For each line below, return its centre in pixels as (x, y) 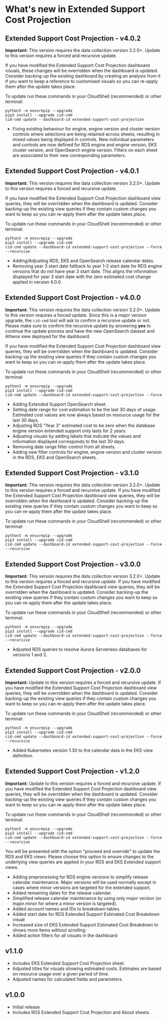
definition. (23, 756)
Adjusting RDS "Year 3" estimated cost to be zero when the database (84, 425)
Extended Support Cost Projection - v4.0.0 (73, 298)
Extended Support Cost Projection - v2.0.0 (73, 671)
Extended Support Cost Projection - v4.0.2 (73, 38)
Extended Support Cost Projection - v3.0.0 (73, 564)
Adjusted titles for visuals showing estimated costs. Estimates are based (87, 968)
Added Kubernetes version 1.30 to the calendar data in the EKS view (83, 750)
